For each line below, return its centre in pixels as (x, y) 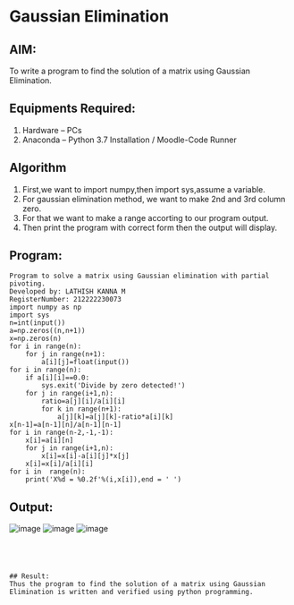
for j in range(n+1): (65, 354)
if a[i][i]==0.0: (58, 378)
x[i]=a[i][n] (50, 440)
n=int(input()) (38, 323)
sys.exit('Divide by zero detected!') (113, 386)
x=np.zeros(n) (36, 339)
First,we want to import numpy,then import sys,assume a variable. (144, 189)
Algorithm (38, 168)
